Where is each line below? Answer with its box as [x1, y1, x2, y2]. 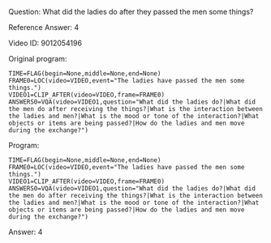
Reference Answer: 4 [8, 23, 80, 32]
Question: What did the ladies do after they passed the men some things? [8, 7, 254, 16]
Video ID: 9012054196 [8, 38, 83, 48]
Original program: [8, 54, 67, 63]
